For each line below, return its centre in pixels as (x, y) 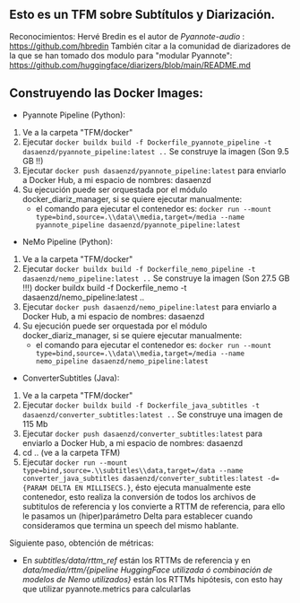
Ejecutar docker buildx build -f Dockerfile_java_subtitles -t (141, 405)
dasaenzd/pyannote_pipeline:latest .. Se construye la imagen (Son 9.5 (155, 151)
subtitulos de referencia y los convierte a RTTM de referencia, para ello (154, 506)
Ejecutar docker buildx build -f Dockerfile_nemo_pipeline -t (139, 268)
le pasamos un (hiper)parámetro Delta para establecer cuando (137, 516)
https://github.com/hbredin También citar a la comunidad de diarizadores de (150, 46)
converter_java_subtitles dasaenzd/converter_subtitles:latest (143, 478)
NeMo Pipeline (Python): (68, 241)
